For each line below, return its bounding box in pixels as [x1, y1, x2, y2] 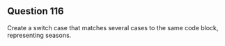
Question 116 [7, 5, 64, 17]
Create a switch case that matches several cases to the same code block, [7, 23, 219, 32]
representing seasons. [7, 31, 72, 39]
